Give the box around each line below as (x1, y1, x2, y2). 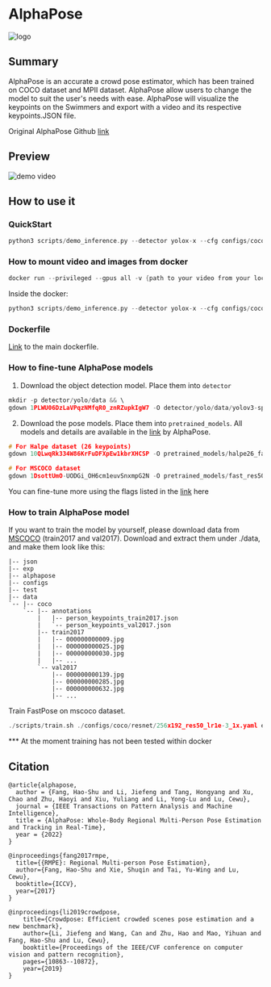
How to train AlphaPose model (8, 506, 130, 517)
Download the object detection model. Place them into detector (19, 380, 231, 390)
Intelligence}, (8, 809, 60, 818)
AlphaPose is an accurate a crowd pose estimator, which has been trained (8, 76, 255, 86)
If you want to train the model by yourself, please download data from (8, 525, 240, 535)
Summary (8, 55, 59, 69)
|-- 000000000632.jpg (51, 685, 125, 693)
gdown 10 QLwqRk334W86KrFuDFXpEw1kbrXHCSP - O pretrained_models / (8, 450, 229, 458)
